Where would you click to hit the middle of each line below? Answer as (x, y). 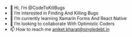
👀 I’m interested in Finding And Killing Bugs (54, 13)
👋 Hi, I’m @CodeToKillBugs (37, 8)
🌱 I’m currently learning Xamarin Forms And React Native (68, 18)
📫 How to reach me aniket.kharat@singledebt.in (60, 29)
